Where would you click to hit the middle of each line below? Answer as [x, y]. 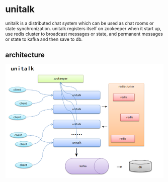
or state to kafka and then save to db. [44, 39]
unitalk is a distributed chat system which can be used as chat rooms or [80, 23]
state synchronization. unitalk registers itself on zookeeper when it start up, [83, 28]
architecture [25, 55]
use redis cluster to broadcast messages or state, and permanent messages [84, 34]
